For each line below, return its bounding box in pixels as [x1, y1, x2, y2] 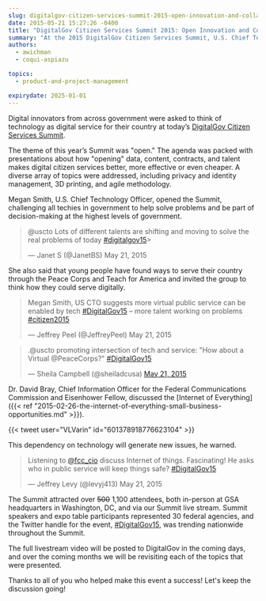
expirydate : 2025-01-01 [8, 92, 87, 100]
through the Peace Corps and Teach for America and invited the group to [8, 274, 247, 283]
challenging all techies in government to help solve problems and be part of [8, 202, 255, 212]
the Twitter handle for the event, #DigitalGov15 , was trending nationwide [8, 520, 244, 529]
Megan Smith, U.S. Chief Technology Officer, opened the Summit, [8, 195, 222, 204]
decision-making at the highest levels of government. [8, 211, 182, 221]
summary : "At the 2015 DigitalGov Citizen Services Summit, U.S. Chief [8, 33, 249, 42]
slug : [8, 11, 26, 20]
